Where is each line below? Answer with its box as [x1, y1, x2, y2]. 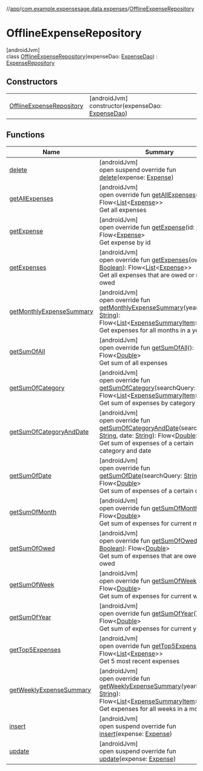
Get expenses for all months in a [99, 326, 191, 334]
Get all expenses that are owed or [99, 271, 195, 279]
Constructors [6, 77, 58, 87]
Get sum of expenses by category [99, 399, 196, 407]
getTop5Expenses [9, 645, 61, 654]
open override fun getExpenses [99, 256, 189, 264]
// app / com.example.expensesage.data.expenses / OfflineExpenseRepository [6, 5, 195, 12]
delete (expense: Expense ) [99, 173, 174, 181]
